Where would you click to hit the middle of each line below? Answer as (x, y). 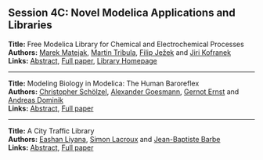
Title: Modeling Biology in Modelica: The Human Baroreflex (104, 83)
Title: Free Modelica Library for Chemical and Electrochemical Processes (126, 44)
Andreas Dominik (36, 100)
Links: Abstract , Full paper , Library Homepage (83, 60)
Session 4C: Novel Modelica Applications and (122, 13)
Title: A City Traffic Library (51, 131)
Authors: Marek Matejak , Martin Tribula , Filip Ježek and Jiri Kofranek (120, 52)
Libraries (30, 25)
